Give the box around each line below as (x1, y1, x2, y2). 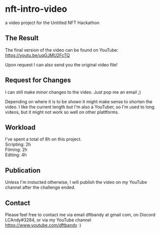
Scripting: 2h (5, 142, 31, 147)
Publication (5, 166, 41, 175)
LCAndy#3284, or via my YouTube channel (5, 217, 91, 223)
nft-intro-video (5, 3, 68, 15)
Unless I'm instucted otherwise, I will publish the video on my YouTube (5, 179, 147, 185)
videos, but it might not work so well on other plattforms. (5, 109, 119, 115)
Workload (5, 123, 36, 131)
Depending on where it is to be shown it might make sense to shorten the (5, 98, 153, 104)
